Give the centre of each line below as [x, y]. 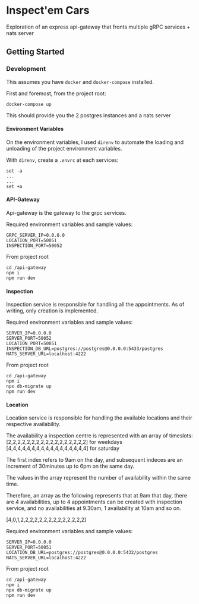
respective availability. [33, 424]
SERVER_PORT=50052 [29, 339]
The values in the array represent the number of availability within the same [99, 478]
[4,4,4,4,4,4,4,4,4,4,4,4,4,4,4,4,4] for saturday [63, 448]
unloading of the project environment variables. [64, 148]
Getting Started [35, 52]
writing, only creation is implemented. [52, 311]
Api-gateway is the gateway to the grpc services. [66, 213]
